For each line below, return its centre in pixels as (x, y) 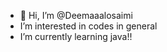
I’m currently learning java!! (76, 36)
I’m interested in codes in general (88, 26)
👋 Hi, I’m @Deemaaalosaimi (76, 15)
